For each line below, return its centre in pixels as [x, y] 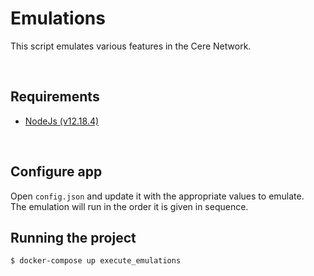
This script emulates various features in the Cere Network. [131, 46]
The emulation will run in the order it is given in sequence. [129, 206]
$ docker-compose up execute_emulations [96, 261]
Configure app [56, 172]
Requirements [55, 97]
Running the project [73, 237]
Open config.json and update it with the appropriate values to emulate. [157, 196]
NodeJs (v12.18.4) [62, 121]
